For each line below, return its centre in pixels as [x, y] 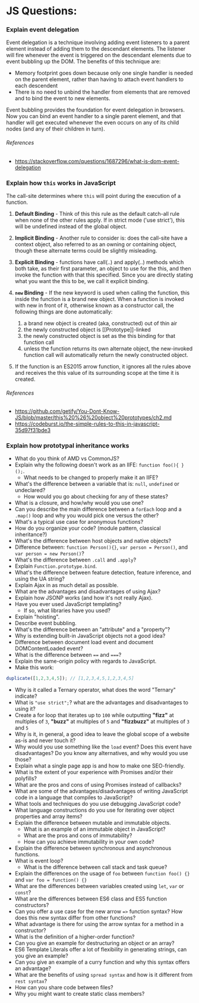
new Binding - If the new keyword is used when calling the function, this [102, 293]
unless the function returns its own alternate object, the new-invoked [108, 348]
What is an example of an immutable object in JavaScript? [94, 829]
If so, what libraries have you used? [67, 611]
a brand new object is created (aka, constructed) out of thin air [100, 323]
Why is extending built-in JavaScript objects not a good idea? [90, 636]
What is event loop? [39, 861]
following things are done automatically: [64, 312]
